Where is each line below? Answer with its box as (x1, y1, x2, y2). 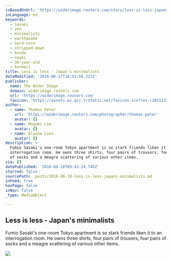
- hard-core (10, 41, 36, 46)
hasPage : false (5, 183, 38, 188)
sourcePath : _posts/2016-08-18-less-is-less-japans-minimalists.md (5, 174, 153, 179)
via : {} (5, 159, 22, 164)
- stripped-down (10, 45, 45, 51)
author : (5, 103, 22, 108)
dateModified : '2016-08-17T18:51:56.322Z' (5, 74, 97, 79)
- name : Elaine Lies (10, 131, 54, 136)
